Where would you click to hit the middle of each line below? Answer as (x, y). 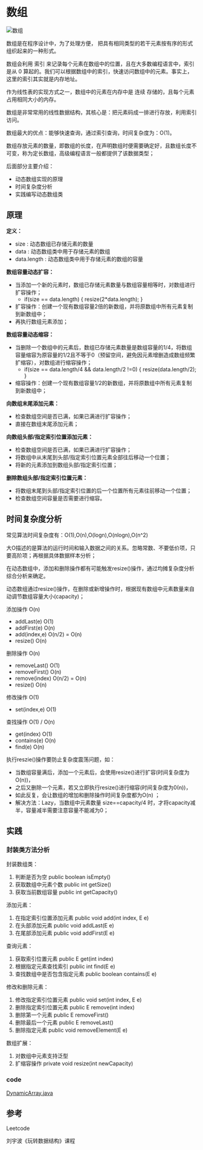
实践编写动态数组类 (39, 194)
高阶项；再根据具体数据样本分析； (54, 555)
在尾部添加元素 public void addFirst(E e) (65, 933)
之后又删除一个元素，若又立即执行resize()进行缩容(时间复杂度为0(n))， (103, 787)
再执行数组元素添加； (41, 321)
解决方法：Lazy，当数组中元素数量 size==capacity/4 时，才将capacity (102, 802)
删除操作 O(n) (23, 653)
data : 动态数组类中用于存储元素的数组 (63, 251)
